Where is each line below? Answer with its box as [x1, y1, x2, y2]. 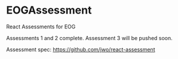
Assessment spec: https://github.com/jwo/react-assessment [6, 45, 155, 53]
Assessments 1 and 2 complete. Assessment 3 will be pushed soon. [6, 34, 173, 41]
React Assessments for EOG [6, 23, 76, 30]
